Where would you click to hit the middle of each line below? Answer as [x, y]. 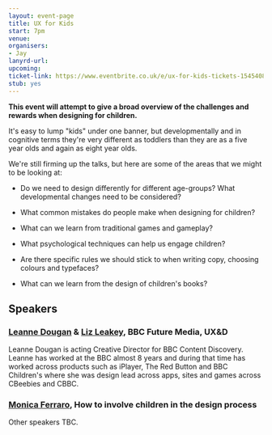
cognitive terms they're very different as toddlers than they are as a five [128, 139]
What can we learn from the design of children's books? [114, 283]
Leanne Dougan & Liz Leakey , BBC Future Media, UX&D [118, 332]
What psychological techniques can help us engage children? [123, 243]
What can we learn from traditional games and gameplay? [116, 228]
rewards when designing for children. [73, 115]
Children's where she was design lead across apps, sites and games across [135, 375]
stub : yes [25, 83]
